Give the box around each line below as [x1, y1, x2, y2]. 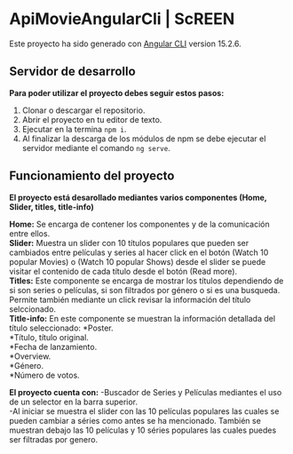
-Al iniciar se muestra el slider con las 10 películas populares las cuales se [9, 405, 280, 417]
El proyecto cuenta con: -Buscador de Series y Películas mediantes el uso [9, 386, 282, 397]
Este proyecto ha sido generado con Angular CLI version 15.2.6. [9, 38, 242, 49]
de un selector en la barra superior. [9, 396, 139, 407]
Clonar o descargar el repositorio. [21, 105, 146, 115]
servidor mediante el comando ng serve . [21, 142, 170, 153]
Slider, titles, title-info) [9, 201, 95, 212]
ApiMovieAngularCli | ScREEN [9, 9, 235, 29]
